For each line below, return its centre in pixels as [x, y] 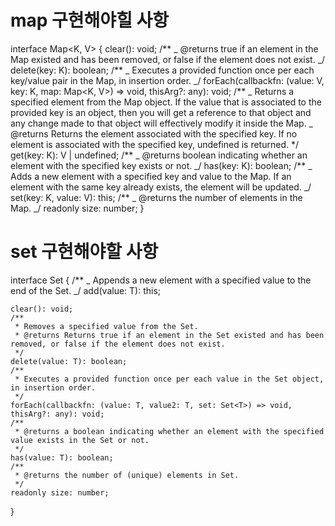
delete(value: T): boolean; [69, 361]
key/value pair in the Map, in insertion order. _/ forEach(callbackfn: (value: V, [167, 80]
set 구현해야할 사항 [84, 252]
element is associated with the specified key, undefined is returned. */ [154, 144]
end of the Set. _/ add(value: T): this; [86, 290]
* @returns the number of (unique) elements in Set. [127, 475]
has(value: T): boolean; [62, 457]
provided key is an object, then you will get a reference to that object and [161, 112]
